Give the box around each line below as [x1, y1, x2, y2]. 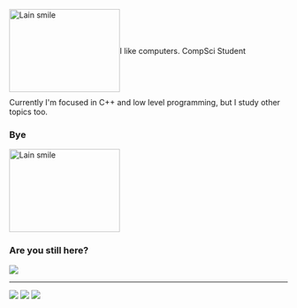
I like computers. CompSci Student [119, 45, 246, 56]
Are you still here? [9, 244, 89, 257]
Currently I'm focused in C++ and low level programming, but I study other [9, 97, 281, 107]
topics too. [9, 106, 49, 117]
